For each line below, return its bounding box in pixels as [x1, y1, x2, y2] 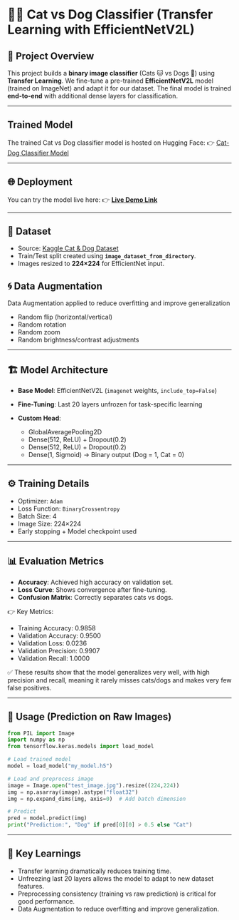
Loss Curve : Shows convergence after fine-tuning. [17, 585, 167, 594]
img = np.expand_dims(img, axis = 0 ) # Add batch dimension [7, 795, 186, 802]
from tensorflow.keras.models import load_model [7, 743, 154, 750]
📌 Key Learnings [7, 848, 82, 860]
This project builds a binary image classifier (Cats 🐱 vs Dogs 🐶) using [7, 69, 216, 77]
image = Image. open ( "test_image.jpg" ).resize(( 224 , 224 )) [7, 782, 180, 789]
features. [17, 881, 45, 890]
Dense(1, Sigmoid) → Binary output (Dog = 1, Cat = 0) [28, 451, 185, 459]
